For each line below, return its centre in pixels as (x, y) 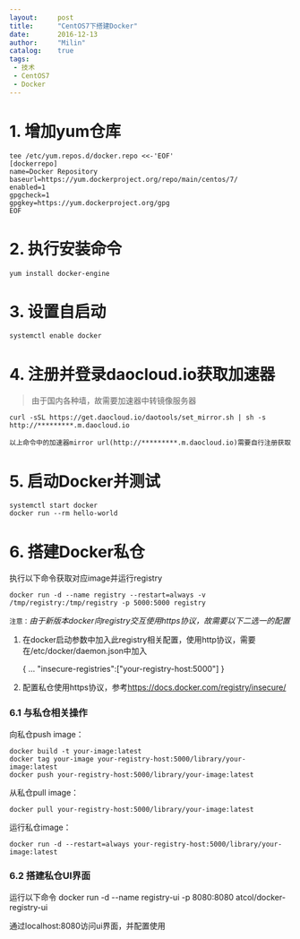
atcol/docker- (261, 897)
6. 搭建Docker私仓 (77, 551)
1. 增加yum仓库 (65, 131)
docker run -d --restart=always (69, 844)
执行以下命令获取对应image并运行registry (86, 578)
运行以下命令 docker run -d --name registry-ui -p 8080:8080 (122, 897)
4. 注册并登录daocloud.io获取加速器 (142, 374)
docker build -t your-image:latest (76, 751)
